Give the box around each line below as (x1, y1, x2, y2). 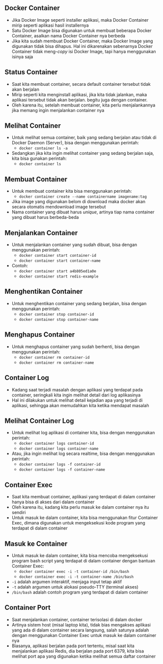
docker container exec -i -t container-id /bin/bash (19, 569, 130, 574)
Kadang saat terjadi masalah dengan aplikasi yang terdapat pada (11, 386, 143, 392)
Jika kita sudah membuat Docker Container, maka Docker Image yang (11, 38, 153, 44)
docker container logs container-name (19, 446, 99, 452)
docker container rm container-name (19, 360, 94, 365)
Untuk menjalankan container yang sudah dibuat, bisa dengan (11, 242, 137, 248)
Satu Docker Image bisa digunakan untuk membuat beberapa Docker (11, 27, 152, 34)
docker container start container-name (19, 258, 101, 263)
